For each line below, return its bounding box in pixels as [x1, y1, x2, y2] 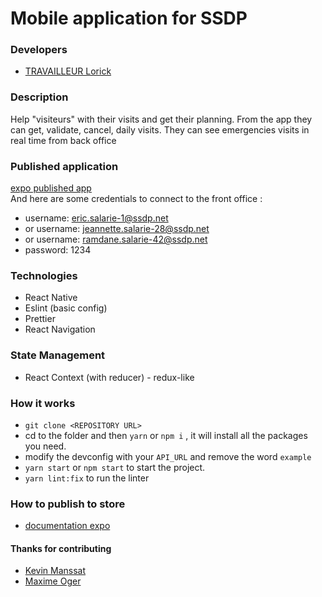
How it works [10, 396, 76, 410]
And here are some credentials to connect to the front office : [10, 193, 263, 205]
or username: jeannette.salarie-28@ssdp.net [24, 223, 210, 235]
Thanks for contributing [10, 542, 112, 554]
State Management [10, 348, 106, 362]
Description [10, 90, 69, 104]
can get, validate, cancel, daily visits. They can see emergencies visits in [10, 123, 310, 136]
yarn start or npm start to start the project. [24, 461, 206, 473]
